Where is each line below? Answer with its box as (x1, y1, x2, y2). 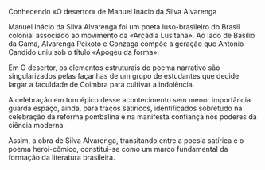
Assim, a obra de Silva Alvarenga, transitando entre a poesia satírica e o (8, 136, 244, 145)
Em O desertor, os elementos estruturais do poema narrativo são (8, 63, 220, 72)
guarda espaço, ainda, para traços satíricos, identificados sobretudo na (8, 103, 243, 113)
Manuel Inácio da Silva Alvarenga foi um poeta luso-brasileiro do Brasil (8, 22, 240, 31)
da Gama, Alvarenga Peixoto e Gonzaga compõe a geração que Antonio (8, 39, 244, 48)
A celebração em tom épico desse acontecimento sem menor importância (8, 95, 251, 104)
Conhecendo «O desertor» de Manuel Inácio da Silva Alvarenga (8, 7, 217, 16)
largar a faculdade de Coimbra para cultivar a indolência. (8, 79, 195, 89)
